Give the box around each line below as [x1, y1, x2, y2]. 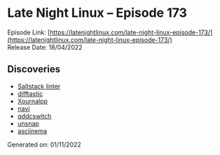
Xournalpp [17, 97, 48, 105]
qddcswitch [17, 112, 52, 120]
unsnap [17, 119, 40, 128]
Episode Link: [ [7, 28, 50, 36]
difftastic [17, 89, 43, 97]
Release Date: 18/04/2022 [7, 43, 83, 51]
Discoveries [7, 63, 61, 75]
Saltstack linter [17, 82, 61, 90]
